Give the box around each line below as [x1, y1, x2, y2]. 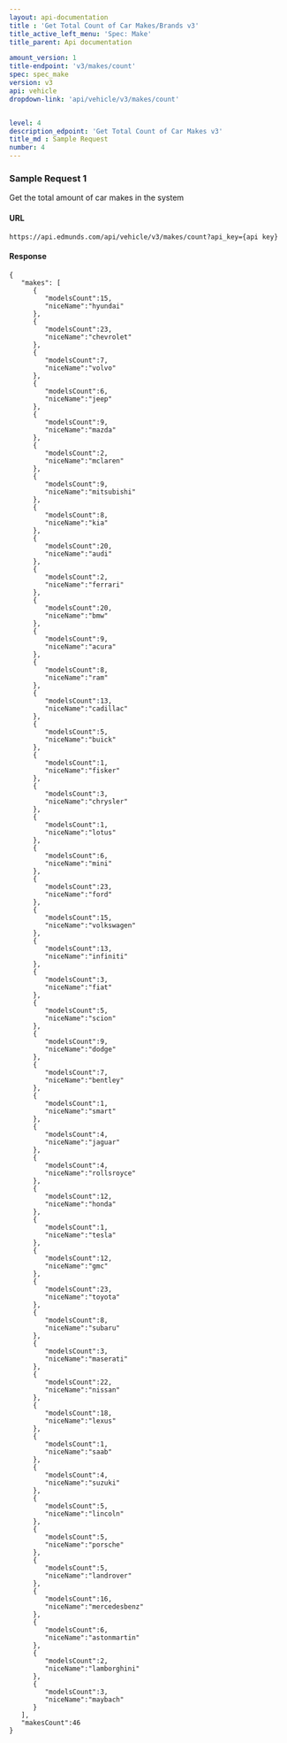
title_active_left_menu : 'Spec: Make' [9, 29, 152, 38]
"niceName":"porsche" [44, 1540, 125, 1549]
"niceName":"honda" [44, 1200, 117, 1209]
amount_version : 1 [9, 54, 77, 63]
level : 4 [9, 119, 42, 127]
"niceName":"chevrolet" [44, 333, 132, 342]
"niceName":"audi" [44, 549, 113, 558]
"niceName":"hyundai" [44, 302, 125, 311]
